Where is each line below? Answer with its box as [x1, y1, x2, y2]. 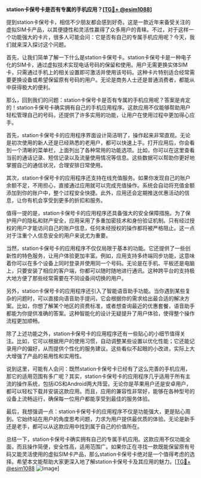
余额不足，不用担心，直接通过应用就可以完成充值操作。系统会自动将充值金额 [6, 182, 195, 189]
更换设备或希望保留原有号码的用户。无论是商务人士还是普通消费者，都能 [11, 76, 190, 83]
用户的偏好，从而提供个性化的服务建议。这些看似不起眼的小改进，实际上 [11, 345, 190, 352]
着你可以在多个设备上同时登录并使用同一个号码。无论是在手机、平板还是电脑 [6, 260, 195, 267]
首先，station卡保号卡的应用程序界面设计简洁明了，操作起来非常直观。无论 [6, 132, 191, 138]
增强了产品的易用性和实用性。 [11, 353, 85, 359]
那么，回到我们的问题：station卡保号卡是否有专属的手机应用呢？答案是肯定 [6, 96, 191, 104]
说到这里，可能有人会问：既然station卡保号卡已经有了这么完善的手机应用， [6, 365, 191, 372]
